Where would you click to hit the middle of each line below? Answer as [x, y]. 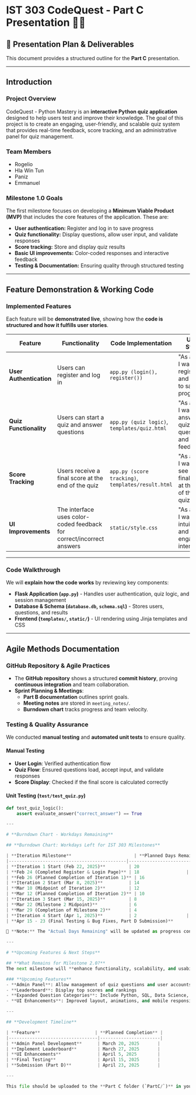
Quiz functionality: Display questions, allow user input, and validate [96, 235]
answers [69, 546]
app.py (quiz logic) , [139, 422]
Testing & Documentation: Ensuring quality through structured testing [99, 266]
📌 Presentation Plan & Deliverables [70, 44]
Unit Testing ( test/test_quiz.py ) [46, 796]
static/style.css [134, 528]
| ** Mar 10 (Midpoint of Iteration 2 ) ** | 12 [73, 889]
